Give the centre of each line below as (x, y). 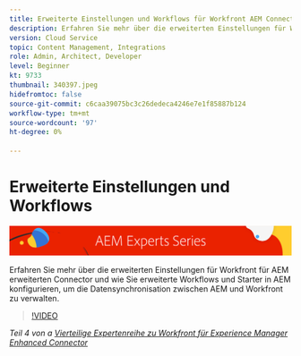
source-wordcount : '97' (54, 123)
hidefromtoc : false (46, 94)
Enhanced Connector (48, 342)
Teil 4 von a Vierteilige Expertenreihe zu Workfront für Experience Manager (149, 333)
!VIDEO (44, 315)
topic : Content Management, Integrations (88, 47)
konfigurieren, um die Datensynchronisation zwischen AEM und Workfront (146, 288)
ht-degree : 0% (36, 132)
